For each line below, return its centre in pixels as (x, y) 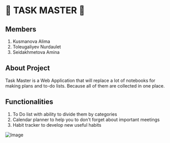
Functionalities (29, 102)
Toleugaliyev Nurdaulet (37, 47)
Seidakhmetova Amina (36, 52)
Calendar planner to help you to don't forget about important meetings (86, 120)
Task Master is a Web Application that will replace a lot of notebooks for (80, 80)
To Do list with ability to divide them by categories (65, 114)
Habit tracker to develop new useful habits (57, 125)
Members (21, 29)
